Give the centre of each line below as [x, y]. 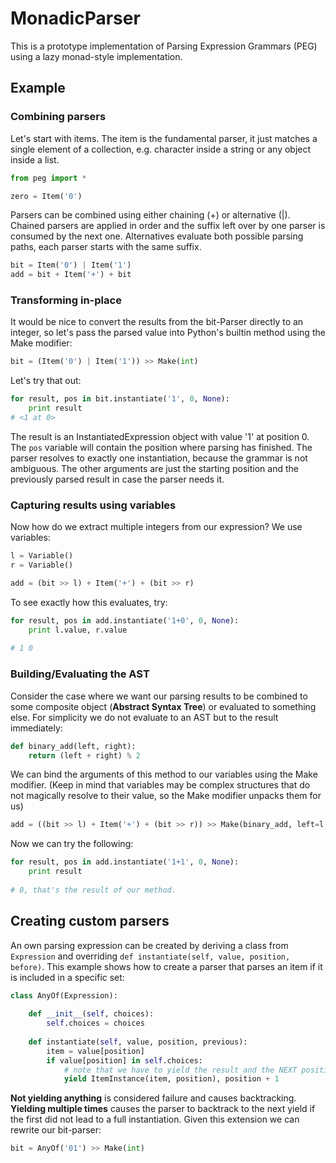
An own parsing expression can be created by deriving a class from [149, 945]
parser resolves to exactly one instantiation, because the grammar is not [159, 458]
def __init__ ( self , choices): [91, 1014]
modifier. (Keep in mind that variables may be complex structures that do [160, 785]
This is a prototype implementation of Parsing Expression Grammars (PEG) [164, 46]
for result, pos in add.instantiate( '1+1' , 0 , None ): [125, 862]
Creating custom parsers [90, 921]
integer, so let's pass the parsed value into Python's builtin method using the [168, 333]
